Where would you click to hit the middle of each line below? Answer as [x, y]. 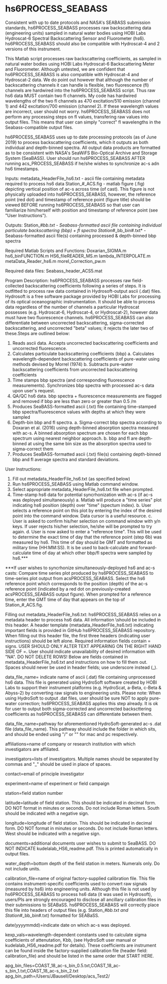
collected [15, 286]
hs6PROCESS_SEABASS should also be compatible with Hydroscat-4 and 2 [83, 43]
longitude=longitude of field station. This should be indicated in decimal [79, 823]
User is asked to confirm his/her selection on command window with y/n [86, 521]
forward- [148, 547]
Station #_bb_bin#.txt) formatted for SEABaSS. [52, 915]
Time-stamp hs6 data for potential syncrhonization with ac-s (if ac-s [83, 494]
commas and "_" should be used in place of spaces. [58, 764]
